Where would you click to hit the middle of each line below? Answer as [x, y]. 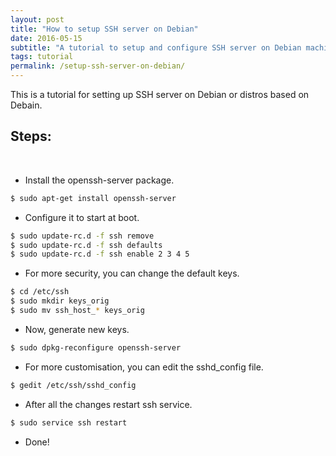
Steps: [31, 136]
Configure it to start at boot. [82, 217]
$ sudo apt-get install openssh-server [93, 198]
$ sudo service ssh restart [69, 422]
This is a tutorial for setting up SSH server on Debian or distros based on [160, 94]
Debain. [26, 105]
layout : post [37, 19]
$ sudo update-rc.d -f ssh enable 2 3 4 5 [100, 254]
